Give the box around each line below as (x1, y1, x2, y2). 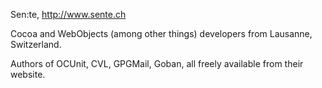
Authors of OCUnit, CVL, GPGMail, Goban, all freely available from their (10, 58, 304, 69)
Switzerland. (10, 39, 62, 50)
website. (10, 69, 46, 80)
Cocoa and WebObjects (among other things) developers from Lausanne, (10, 28, 313, 39)
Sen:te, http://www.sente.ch (10, 9, 127, 20)
